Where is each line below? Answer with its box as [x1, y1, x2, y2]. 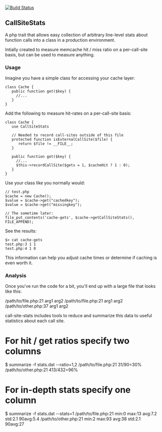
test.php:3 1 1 [5, 242, 36, 247]
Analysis [5, 272, 27, 279]
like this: [5, 288, 22, 294]
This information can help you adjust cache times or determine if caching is [5, 255, 158, 261]
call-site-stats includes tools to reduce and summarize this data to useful [5, 313, 153, 319]
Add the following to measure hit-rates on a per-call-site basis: [5, 110, 132, 116]
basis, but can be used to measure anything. [5, 51, 95, 57]
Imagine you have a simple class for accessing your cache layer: [5, 75, 136, 81]
